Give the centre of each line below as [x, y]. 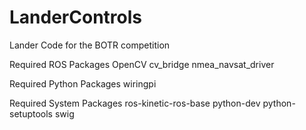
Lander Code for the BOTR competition [90, 45]
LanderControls [75, 17]
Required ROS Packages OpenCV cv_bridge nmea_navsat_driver [142, 64]
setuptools [31, 113]
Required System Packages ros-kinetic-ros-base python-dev [135, 103]
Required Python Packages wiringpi [83, 83]
